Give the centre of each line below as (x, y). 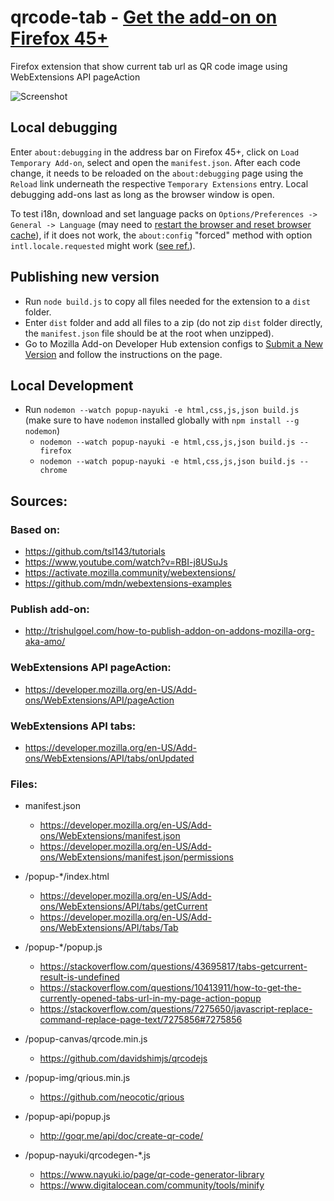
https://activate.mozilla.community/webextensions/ (130, 573)
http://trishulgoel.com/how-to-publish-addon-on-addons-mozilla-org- (169, 631)
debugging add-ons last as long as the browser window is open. (142, 194)
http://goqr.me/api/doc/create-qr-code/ (121, 1136)
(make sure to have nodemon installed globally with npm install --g (162, 420)
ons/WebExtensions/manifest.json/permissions (136, 857)
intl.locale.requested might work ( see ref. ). (103, 245)
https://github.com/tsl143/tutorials (95, 552)
